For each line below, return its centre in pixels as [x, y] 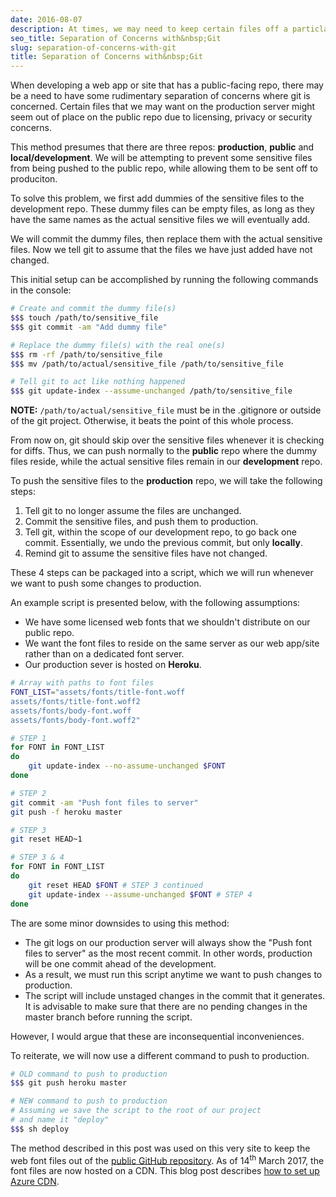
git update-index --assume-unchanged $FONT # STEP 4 [140, 894]
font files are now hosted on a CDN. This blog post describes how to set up [165, 1171]
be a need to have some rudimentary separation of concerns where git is [160, 96]
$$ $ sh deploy [40, 1129]
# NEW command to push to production [89, 1101]
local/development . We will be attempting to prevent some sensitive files [161, 158]
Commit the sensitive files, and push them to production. [141, 522]
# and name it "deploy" [60, 1120]
